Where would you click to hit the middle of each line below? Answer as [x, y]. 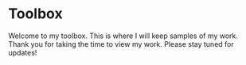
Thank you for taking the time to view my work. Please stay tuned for [121, 44]
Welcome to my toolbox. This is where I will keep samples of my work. [123, 36]
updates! [23, 52]
